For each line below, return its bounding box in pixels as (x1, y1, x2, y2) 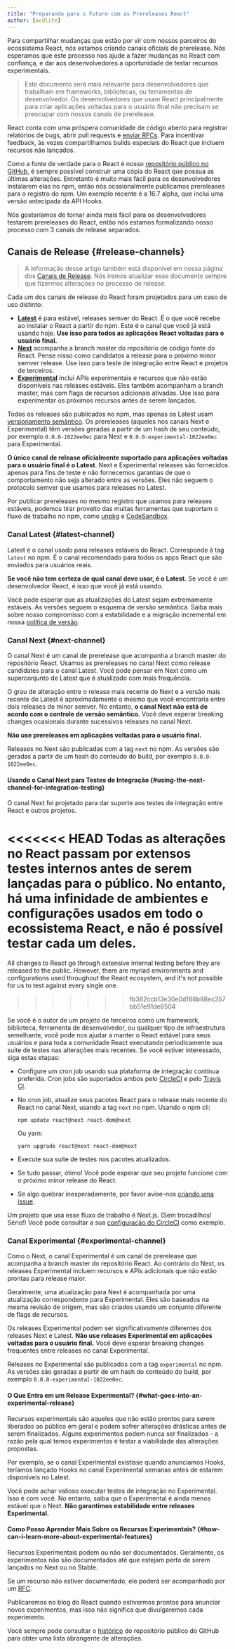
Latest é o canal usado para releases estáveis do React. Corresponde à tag (7, 545, 224, 554)
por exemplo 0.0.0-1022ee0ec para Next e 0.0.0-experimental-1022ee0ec (7, 432, 217, 441)
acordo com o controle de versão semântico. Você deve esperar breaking (7, 709, 224, 718)
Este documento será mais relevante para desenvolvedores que (24, 80, 209, 88)
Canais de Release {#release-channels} (7, 246, 185, 258)
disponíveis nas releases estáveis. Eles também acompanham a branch (17, 381, 224, 390)
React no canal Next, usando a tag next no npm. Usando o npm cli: (17, 1103, 211, 1112)
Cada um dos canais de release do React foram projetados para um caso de (7, 293, 227, 301)
